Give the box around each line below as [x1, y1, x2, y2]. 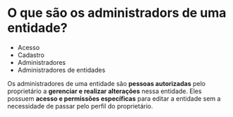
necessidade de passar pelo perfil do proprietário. [7, 101, 153, 110]
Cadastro [17, 51, 44, 59]
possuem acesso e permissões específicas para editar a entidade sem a [7, 94, 221, 103]
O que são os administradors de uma [7, 5, 227, 21]
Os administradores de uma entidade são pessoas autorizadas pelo [7, 79, 206, 87]
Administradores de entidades [17, 66, 106, 74]
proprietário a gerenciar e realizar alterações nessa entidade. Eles [7, 87, 203, 95]
